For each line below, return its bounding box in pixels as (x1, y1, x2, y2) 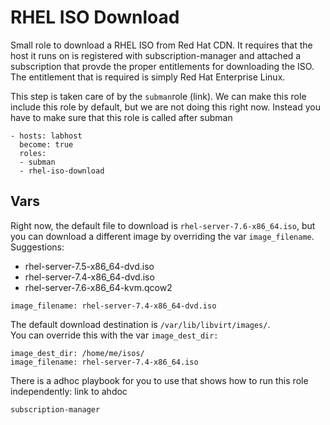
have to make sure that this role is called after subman (10, 111, 233, 123)
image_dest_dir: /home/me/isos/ (10, 348, 145, 358)
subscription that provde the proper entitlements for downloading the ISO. (10, 60, 315, 72)
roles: (19, 148, 47, 158)
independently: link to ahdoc (10, 385, 128, 397)
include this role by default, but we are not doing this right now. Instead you (10, 101, 321, 113)
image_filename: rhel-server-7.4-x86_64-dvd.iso (10, 301, 217, 311)
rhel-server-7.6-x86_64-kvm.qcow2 (24, 281, 173, 293)
